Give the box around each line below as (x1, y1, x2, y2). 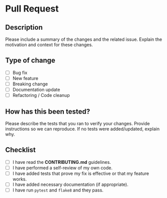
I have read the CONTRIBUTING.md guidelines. (12, 159, 111, 165)
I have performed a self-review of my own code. (12, 164, 113, 171)
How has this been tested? (5, 107, 91, 116)
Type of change (5, 56, 55, 65)
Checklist (5, 146, 36, 154)
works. (12, 176, 27, 182)
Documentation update (12, 86, 60, 92)
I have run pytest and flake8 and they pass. (12, 187, 104, 193)
